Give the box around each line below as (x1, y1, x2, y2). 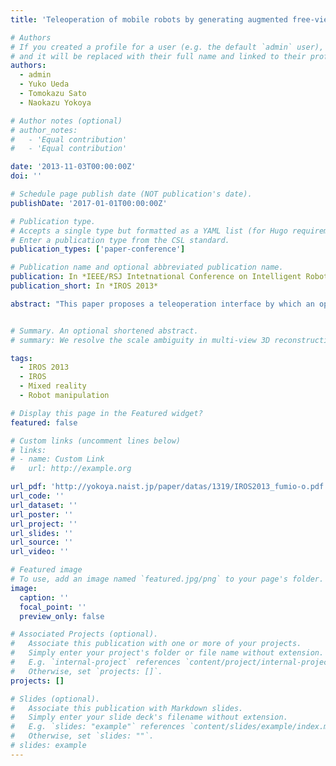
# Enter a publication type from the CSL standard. (10, 235, 230, 245)
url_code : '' (10, 491, 65, 501)
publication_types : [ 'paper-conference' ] (10, 244, 186, 255)
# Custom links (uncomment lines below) (10, 436, 182, 446)
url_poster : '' (10, 509, 74, 520)
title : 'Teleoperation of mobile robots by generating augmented (10, 14, 288, 25)
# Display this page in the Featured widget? (10, 408, 203, 418)
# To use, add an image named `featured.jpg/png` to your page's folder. (10, 574, 325, 584)
